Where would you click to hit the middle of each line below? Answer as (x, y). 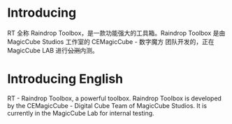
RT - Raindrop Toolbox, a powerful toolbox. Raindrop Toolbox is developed (115, 98)
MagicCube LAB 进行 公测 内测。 (53, 50)
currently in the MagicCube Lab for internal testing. (81, 113)
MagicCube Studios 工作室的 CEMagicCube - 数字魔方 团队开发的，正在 (111, 41)
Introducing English (65, 79)
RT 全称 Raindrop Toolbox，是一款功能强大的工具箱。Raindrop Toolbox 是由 (116, 33)
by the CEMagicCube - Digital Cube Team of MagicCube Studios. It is (107, 105)
